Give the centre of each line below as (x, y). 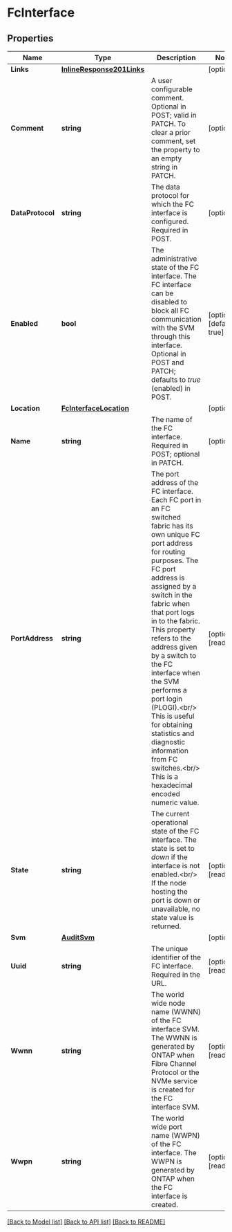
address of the (175, 482)
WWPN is (166, 1161)
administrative (174, 259)
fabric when (171, 604)
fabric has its (172, 526)
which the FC (173, 204)
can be (162, 293)
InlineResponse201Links (103, 69)
